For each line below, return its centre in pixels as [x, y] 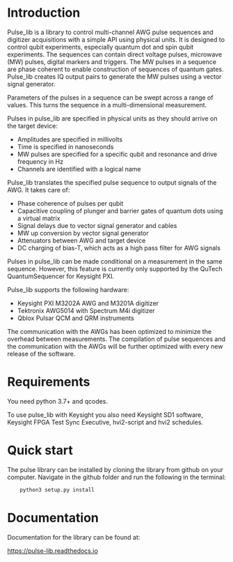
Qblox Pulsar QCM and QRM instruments [75, 318]
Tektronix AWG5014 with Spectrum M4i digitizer [86, 310]
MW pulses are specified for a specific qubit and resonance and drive [117, 154]
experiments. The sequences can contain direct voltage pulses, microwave [115, 54]
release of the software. [41, 354]
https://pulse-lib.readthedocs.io [53, 550]
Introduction [44, 13]
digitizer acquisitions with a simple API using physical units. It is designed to [116, 39]
